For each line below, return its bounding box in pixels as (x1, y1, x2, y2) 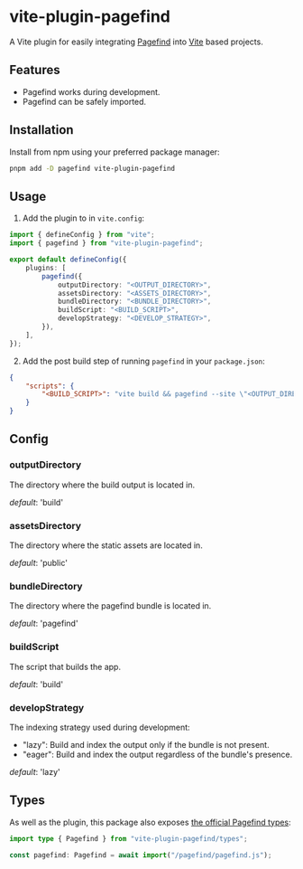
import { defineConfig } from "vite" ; (9, 231, 155, 240)
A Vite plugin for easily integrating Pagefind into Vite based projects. (9, 36, 263, 47)
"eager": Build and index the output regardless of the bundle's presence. (22, 749, 293, 760)
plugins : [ (25, 263, 67, 272)
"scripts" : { (25, 382, 75, 391)
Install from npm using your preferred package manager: (9, 146, 220, 157)
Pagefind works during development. (22, 86, 161, 97)
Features (9, 62, 60, 78)
